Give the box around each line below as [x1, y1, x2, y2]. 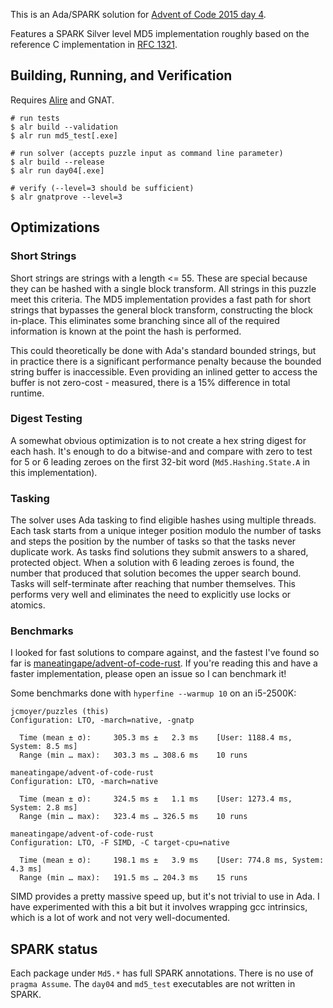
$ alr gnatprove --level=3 [10, 192, 123, 202]
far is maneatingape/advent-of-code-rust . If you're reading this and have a [10, 657, 318, 669]
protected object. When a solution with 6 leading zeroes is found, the [10, 557, 295, 569]
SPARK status [10, 940, 98, 958]
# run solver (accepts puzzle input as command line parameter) [10, 148, 284, 158]
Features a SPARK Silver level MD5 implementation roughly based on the [10, 28, 310, 39]
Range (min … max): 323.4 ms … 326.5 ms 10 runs [19, 812, 248, 822]
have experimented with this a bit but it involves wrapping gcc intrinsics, [10, 901, 308, 913]
